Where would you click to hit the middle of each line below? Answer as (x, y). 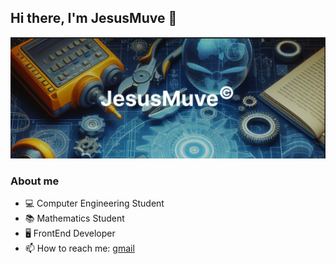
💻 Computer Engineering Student (94, 203)
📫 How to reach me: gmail (79, 248)
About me (35, 181)
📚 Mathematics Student (74, 218)
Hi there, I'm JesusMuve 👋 (94, 18)
